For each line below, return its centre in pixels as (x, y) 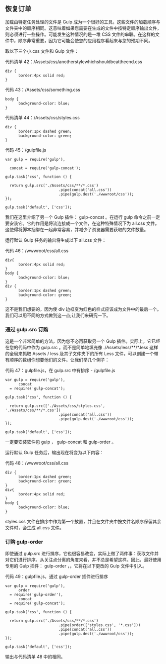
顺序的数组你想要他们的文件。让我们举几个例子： (59, 360)
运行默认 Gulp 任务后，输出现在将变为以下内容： (55, 453)
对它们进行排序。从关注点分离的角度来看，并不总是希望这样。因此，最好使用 (83, 560)
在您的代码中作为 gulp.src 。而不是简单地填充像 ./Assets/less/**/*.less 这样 (82, 348)
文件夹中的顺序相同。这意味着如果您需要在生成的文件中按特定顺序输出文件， (83, 28)
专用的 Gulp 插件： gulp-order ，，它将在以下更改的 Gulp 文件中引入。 (76, 566)
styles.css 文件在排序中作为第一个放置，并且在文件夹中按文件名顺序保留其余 (83, 522)
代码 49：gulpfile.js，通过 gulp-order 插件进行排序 (57, 576)
